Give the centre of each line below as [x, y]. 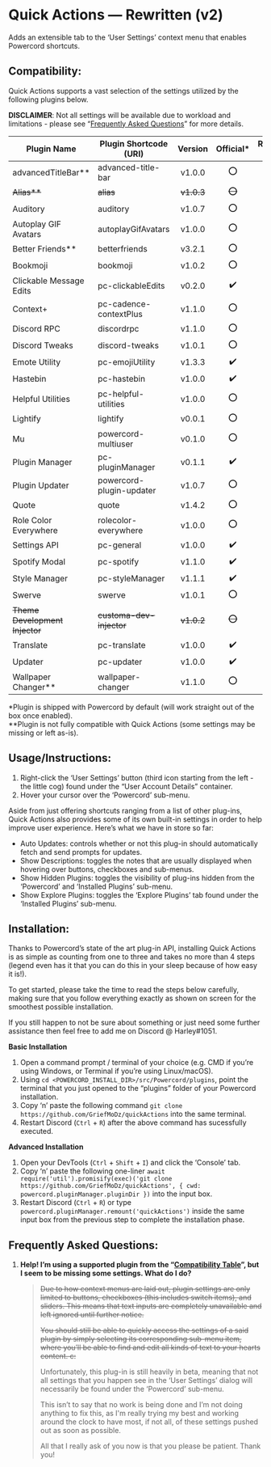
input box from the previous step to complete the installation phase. [132, 1220]
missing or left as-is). [44, 733]
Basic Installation [38, 1047]
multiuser [116, 444]
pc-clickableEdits [131, 285]
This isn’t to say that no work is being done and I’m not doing [142, 1405]
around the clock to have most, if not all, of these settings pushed [149, 1422]
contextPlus [120, 314]
